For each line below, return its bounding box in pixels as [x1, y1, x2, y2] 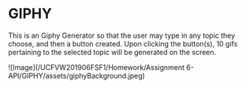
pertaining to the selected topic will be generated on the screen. [8, 47, 217, 57]
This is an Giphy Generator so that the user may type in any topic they [8, 31, 236, 40]
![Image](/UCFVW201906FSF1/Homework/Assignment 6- [8, 62, 195, 71]
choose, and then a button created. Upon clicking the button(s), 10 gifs [8, 38, 238, 48]
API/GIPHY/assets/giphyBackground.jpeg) [8, 71, 146, 80]
